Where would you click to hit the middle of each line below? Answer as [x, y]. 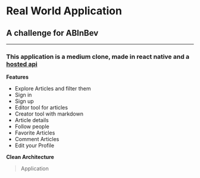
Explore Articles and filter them [53, 89]
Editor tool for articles [41, 108]
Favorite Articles [35, 133]
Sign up [24, 101]
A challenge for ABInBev [52, 33]
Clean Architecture [30, 157]
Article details [32, 120]
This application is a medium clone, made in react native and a [98, 57]
